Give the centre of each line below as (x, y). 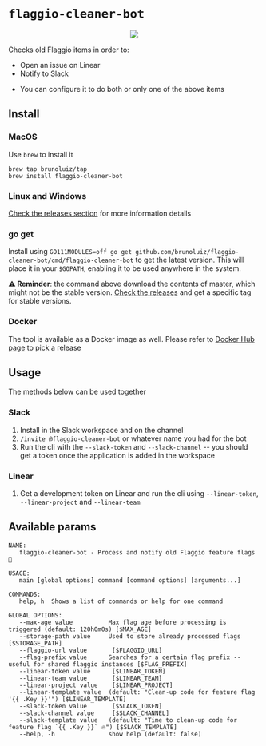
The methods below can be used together (77, 392)
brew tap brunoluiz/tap (48, 169)
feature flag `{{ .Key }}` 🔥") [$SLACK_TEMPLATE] (93, 727)
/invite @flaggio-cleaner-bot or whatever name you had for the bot (133, 438)
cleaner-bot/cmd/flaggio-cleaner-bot (71, 261)
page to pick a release (45, 347)
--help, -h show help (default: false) (110, 734)
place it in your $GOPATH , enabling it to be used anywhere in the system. (125, 268)
